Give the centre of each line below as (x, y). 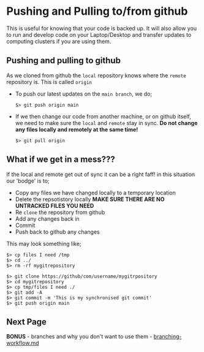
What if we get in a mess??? (61, 160)
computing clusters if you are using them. (59, 41)
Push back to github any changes (57, 232)
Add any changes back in (47, 218)
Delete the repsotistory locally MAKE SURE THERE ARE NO (90, 199)
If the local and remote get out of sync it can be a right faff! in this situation (101, 174)
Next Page (27, 322)
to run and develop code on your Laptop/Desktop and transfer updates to (99, 34)
